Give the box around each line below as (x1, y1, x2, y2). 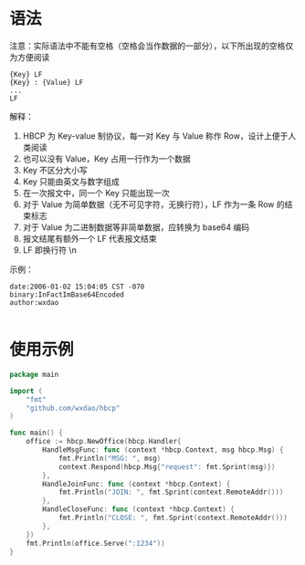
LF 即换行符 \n (22, 244, 78, 256)
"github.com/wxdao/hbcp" (26, 403, 121, 413)
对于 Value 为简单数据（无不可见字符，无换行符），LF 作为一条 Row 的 (22, 198, 285, 210)
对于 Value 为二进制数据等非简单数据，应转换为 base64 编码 (22, 221, 250, 233)
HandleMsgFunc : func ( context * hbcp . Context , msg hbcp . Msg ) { (42, 445, 284, 455)
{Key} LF (9, 69, 43, 78)
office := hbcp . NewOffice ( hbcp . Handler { (26, 437, 182, 446)
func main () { (9, 428, 64, 438)
